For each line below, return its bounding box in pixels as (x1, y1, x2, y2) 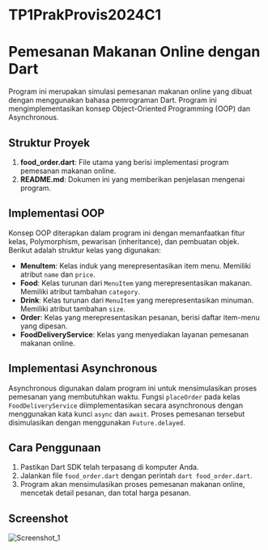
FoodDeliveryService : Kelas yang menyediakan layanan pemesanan (19, 329, 249, 339)
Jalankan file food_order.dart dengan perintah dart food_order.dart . (19, 471, 253, 480)
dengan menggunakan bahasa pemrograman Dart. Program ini (8, 95, 217, 105)
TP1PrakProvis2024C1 (8, 6, 162, 24)
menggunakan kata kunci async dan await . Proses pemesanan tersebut (8, 408, 245, 418)
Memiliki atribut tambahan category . (19, 286, 140, 296)
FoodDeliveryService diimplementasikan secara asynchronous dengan (8, 400, 244, 410)
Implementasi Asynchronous (8, 362, 158, 375)
